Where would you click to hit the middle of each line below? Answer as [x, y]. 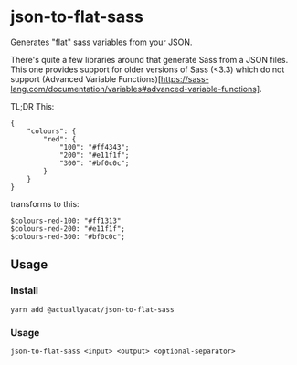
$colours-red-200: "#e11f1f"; [68, 229]
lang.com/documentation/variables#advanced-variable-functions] [135, 89]
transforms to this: [45, 203]
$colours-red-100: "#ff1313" [66, 221]
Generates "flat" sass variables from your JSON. [101, 42]
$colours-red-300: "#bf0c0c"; [68, 236]
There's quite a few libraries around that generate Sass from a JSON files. [149, 59]
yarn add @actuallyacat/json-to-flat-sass [92, 309]
